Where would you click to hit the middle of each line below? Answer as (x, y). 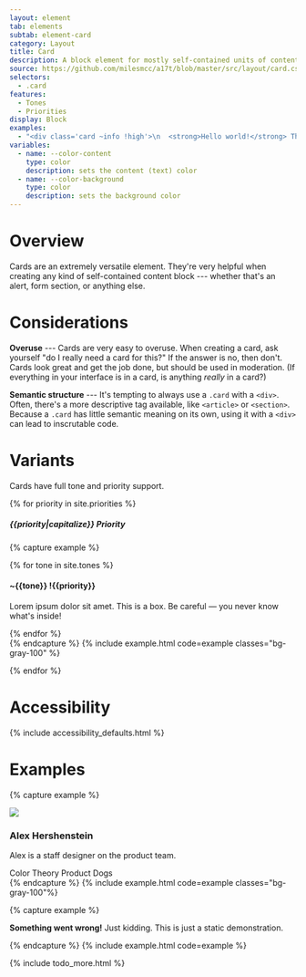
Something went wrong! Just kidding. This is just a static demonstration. (147, 928)
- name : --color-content (65, 153)
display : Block (38, 120)
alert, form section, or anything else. (77, 286)
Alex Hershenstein (51, 836)
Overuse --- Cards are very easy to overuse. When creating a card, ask (144, 348)
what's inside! (36, 616)
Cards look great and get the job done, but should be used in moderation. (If (153, 367)
